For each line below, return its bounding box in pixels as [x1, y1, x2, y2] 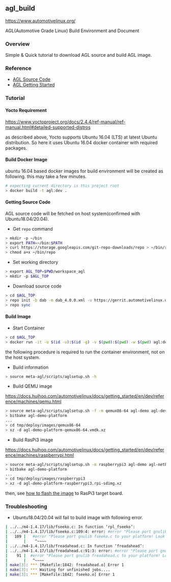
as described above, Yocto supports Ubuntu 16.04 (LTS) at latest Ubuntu [5, 134, 157, 140]
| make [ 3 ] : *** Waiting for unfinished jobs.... [5, 567, 110, 572]
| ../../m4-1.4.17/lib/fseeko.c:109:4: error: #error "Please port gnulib [5, 529, 167, 534]
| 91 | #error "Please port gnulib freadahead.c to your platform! [5, 553, 160, 558]
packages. [5, 145, 27, 151]
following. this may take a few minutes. [5, 173, 87, 180]
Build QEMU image [12, 383, 52, 389]
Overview [5, 40, 30, 48]
